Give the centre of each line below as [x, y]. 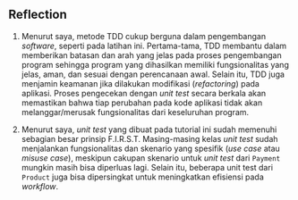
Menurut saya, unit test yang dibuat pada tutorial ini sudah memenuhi [149, 129]
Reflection [38, 15]
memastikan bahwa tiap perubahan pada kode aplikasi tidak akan [142, 103]
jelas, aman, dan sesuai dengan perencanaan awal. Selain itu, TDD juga [153, 74]
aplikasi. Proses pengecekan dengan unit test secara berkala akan [144, 93]
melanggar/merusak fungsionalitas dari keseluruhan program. [135, 112]
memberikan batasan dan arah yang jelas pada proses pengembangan [152, 55]
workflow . [40, 186]
